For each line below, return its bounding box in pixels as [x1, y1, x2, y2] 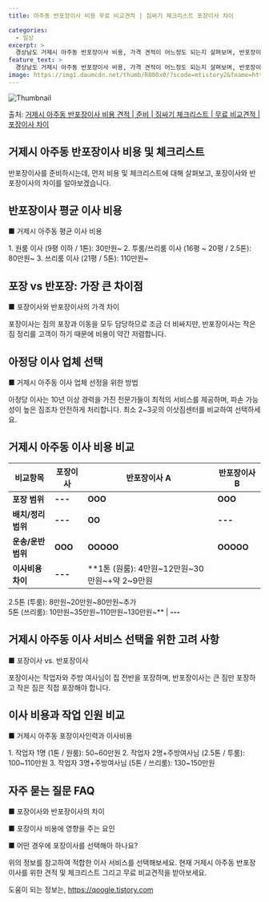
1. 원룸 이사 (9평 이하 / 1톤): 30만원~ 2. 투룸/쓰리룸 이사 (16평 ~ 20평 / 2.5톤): [8, 244, 252, 253]
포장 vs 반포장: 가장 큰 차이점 [8, 279, 143, 293]
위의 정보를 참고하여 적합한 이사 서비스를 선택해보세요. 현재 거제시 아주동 [8, 858, 235, 868]
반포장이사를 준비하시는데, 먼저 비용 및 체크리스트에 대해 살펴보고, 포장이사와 [8, 168, 248, 177]
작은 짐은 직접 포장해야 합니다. [16, 682, 111, 692]
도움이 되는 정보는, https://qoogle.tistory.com [8, 885, 154, 895]
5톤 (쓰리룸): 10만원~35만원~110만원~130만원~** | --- [8, 607, 180, 617]
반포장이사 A [126, 472, 172, 483]
